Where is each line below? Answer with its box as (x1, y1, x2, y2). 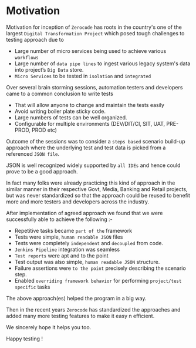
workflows (14, 55, 39, 61)
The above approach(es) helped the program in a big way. (6, 295, 147, 302)
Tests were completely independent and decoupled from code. (14, 239, 163, 246)
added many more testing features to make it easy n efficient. (6, 312, 155, 319)
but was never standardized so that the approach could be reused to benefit (6, 192, 191, 199)
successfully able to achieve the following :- (6, 216, 113, 223)
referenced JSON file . (6, 150, 60, 157)
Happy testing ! (6, 335, 43, 342)
